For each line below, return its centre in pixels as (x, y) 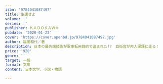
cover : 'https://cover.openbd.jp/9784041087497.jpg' (61, 38)
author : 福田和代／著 (25, 42)
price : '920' (19, 51)
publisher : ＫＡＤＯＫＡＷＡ (32, 28)
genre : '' (15, 56)
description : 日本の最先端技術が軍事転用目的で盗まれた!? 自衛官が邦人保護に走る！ (82, 46)
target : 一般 (18, 60)
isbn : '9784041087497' (28, 10)
